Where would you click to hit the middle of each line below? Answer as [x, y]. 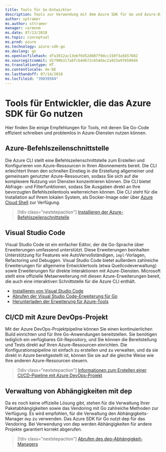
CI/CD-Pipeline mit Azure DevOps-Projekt [60, 376]
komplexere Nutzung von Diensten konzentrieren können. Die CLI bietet [78, 181]
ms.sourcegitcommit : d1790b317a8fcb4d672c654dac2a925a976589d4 [72, 60]
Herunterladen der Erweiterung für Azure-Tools [60, 301]
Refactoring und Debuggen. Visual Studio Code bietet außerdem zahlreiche [82, 260]
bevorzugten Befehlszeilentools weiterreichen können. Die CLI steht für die [82, 192]
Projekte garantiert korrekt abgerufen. [44, 429]
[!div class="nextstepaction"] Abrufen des [60, 439]
